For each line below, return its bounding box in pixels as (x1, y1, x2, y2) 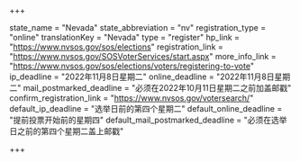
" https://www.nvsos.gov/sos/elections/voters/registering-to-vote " (9, 60, 255, 71)
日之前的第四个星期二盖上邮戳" (9, 126, 124, 136)
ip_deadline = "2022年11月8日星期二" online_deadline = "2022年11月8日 (9, 71, 275, 82)
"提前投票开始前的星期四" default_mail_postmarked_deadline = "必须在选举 (9, 114, 287, 125)
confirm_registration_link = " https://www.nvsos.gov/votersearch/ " (9, 93, 254, 103)
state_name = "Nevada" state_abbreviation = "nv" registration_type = (9, 22, 267, 32)
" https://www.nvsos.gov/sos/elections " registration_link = (9, 41, 223, 52)
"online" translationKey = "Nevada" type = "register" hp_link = (9, 32, 241, 42)
